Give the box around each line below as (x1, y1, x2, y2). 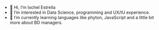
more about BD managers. (9, 20, 63, 25)
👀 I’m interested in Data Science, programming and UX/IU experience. (9, 10, 150, 15)
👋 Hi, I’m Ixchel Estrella (9, 5, 56, 10)
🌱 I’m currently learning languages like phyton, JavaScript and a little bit (9, 15, 154, 20)
